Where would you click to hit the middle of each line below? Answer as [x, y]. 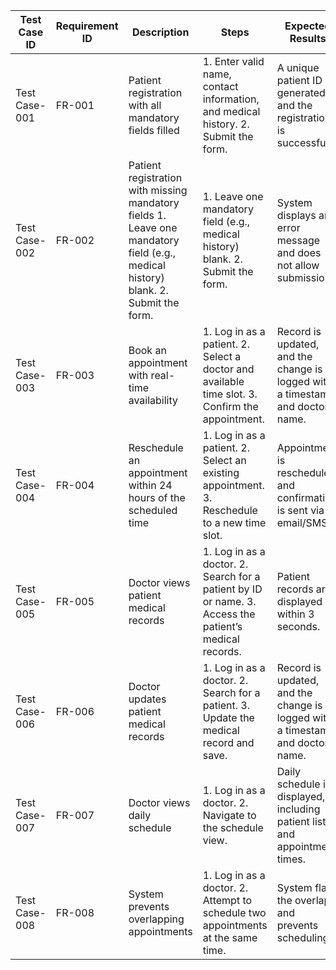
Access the [229, 614]
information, [231, 99]
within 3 [295, 614]
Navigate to [229, 815]
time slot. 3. [230, 394]
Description [160, 32]
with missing [158, 190]
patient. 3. [226, 705]
